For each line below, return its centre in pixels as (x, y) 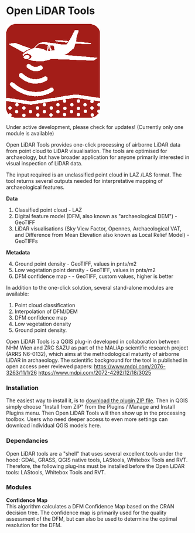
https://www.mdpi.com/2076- (130, 366)
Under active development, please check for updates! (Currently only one (95, 127)
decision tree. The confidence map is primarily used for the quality (86, 512)
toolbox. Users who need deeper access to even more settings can (87, 419)
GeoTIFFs (26, 241)
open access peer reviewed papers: (49, 366)
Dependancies (27, 441)
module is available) (30, 133)
